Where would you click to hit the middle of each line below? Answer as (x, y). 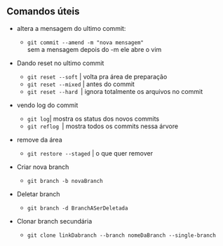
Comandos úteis (43, 12)
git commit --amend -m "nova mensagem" (86, 42)
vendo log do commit (47, 105)
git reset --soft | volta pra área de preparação (97, 76)
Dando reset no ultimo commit (60, 63)
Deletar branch (38, 194)
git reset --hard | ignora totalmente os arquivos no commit (115, 91)
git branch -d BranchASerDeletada (77, 208)
